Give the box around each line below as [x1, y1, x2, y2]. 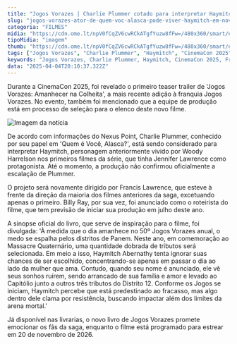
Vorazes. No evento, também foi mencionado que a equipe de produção [7, 97, 217, 106]
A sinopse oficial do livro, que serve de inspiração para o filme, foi [7, 219, 200, 228]
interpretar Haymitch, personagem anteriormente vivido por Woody [7, 147, 203, 155]
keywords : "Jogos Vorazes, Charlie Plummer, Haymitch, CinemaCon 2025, [7, 56, 222, 63]
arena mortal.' [7, 301, 48, 310]
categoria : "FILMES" [7, 23, 68, 30]
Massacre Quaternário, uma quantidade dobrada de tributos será [7, 241, 196, 250]
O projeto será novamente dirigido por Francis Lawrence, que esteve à [7, 183, 212, 191]
